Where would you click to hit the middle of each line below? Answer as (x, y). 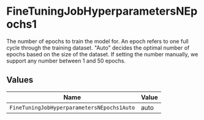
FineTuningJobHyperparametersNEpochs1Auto (72, 107)
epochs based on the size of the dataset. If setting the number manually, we (102, 54)
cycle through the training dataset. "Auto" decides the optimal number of (98, 48)
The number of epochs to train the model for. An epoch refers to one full (97, 41)
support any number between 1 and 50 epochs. (66, 61)
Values (20, 80)
